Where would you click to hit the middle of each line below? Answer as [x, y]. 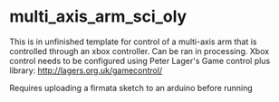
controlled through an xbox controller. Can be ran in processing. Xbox [139, 51]
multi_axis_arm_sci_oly [98, 17]
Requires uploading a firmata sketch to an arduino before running [131, 88]
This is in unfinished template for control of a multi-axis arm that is [133, 42]
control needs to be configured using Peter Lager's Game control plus [140, 60]
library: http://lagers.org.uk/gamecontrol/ [86, 70]
